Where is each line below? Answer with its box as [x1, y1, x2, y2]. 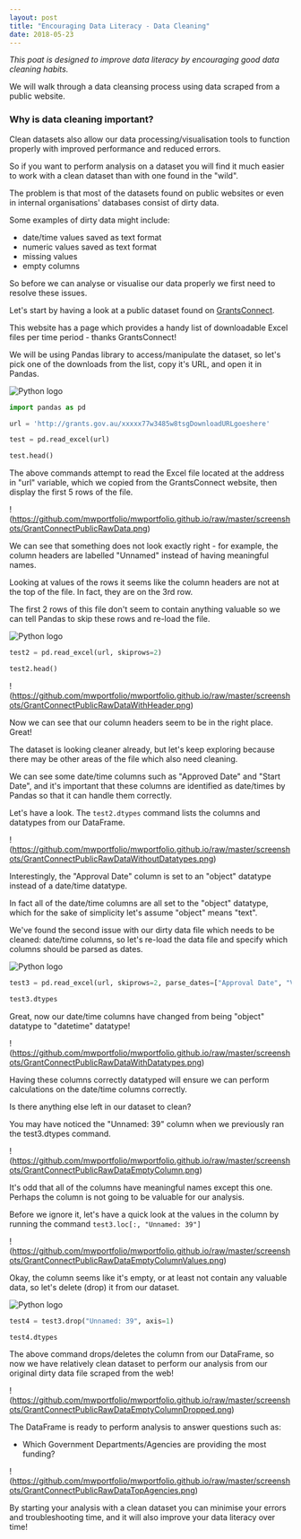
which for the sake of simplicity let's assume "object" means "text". [9, 907, 258, 918]
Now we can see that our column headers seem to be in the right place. [9, 717, 273, 728]
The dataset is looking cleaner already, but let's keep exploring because [9, 744, 275, 755]
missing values [21, 250, 78, 261]
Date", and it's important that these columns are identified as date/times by [9, 780, 286, 791]
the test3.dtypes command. [9, 1128, 112, 1139]
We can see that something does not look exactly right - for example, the [9, 540, 279, 552]
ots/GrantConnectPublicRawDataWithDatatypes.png [9, 1056, 202, 1068]
